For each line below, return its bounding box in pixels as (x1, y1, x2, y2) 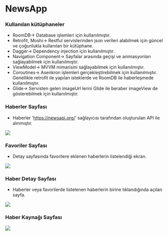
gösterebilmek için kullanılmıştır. (12, 91, 79, 97)
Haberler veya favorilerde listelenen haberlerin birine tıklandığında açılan (12, 186, 162, 193)
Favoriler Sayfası (5, 142, 48, 149)
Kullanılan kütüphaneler (5, 21, 65, 28)
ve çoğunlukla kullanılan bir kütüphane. (12, 43, 94, 49)
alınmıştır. (12, 120, 33, 126)
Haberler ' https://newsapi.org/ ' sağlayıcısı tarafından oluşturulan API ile (12, 115, 160, 121)
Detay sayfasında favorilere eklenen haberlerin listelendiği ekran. (12, 153, 147, 159)
